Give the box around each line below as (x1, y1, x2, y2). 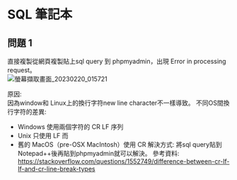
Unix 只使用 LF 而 (17, 132, 69, 140)
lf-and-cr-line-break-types (17, 164, 96, 173)
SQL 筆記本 (7, 6, 73, 23)
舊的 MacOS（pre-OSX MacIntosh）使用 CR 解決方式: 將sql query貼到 (17, 140, 222, 149)
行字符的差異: (7, 108, 47, 116)
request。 (7, 66, 37, 74)
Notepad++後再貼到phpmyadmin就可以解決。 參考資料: (17, 150, 180, 157)
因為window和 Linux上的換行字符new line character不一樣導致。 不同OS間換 (7, 99, 230, 107)
